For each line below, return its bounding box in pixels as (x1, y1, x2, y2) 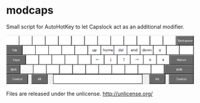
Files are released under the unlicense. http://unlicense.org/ (6, 90, 153, 98)
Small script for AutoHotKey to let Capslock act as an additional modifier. (6, 23, 185, 30)
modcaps (6, 4, 54, 17)
